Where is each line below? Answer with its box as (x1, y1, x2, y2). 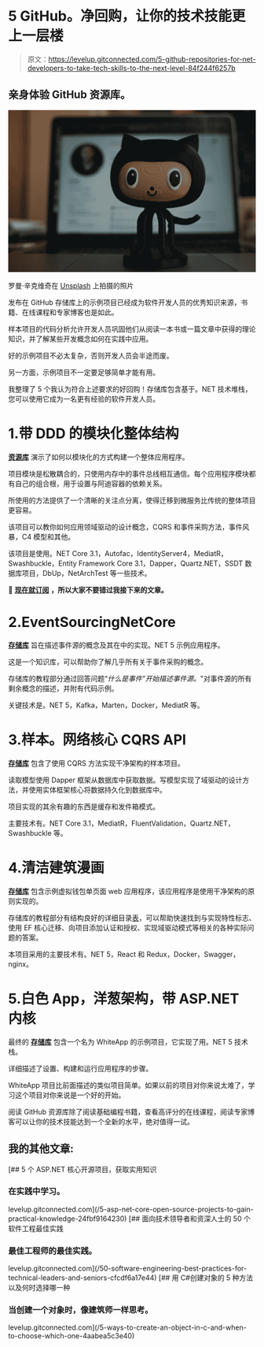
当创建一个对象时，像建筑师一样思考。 (8, 1304, 153, 1315)
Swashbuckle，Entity (8, 558, 77, 568)
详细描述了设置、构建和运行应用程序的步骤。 (8, 1063, 153, 1073)
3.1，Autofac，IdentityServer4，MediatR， (89, 548, 228, 558)
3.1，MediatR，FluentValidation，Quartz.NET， (82, 818, 235, 828)
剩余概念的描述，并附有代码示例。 (8, 683, 119, 693)
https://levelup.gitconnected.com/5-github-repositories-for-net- (48, 54, 257, 64)
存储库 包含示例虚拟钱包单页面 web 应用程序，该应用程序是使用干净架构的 (8, 886, 248, 896)
